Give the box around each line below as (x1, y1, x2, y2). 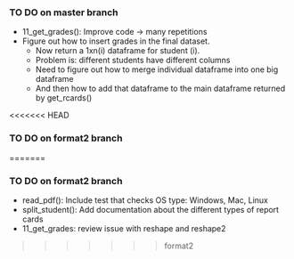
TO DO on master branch (9, 6, 118, 19)
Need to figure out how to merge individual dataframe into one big (35, 64, 279, 75)
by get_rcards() (35, 93, 93, 103)
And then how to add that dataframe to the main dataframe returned (35, 83, 286, 94)
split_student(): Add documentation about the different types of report (21, 204, 279, 214)
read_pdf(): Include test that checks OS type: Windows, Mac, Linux (21, 194, 269, 206)
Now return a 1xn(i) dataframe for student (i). (35, 45, 200, 56)
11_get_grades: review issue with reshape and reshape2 (21, 223, 226, 233)
